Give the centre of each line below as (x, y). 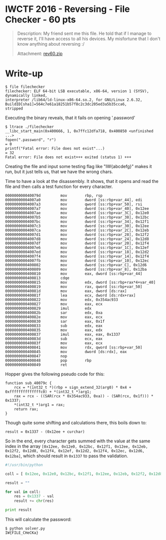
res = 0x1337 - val (34, 496)
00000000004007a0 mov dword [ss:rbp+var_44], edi (74, 200)
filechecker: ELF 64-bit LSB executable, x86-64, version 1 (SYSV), (77, 91)
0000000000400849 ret (36, 365)
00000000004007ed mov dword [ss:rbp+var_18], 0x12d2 (77, 252)
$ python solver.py (25, 529)
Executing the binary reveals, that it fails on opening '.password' (70, 118)
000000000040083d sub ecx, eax (54, 339)
